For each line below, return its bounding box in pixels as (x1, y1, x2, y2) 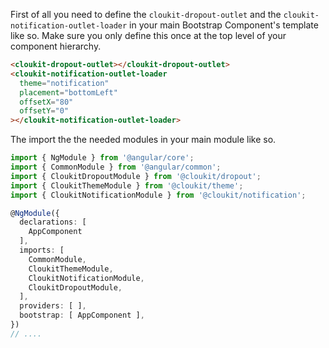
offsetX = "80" (19, 97, 74, 107)
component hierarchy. (10, 40, 102, 52)
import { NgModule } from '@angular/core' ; (10, 153, 195, 163)
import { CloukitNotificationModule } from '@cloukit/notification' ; (10, 190, 307, 200)
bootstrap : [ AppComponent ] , (19, 310, 145, 321)
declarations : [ (19, 217, 87, 228)
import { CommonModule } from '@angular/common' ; (10, 162, 222, 172)
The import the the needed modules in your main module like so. (10, 134, 277, 146)
